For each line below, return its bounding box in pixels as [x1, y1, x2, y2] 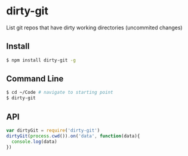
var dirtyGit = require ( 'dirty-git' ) [6, 127, 100, 133]
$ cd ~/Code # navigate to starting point [6, 90, 113, 96]
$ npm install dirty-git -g [6, 57, 76, 63]
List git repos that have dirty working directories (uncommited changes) [6, 24, 183, 31]
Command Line [6, 74, 64, 84]
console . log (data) [11, 139, 58, 145]
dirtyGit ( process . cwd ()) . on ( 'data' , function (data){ [6, 133, 140, 139]
